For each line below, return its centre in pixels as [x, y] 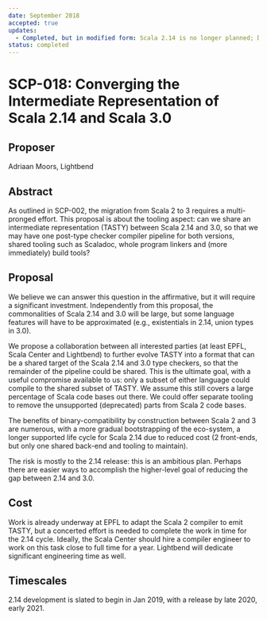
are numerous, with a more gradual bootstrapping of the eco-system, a [124, 429]
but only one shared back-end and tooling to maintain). [98, 445]
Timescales [38, 580]
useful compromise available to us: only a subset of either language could [129, 380]
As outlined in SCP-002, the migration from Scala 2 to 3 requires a [116, 210]
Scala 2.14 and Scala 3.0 [90, 118]
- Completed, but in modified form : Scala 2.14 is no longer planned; [135, 38]
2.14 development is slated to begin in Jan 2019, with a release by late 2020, [133, 600]
